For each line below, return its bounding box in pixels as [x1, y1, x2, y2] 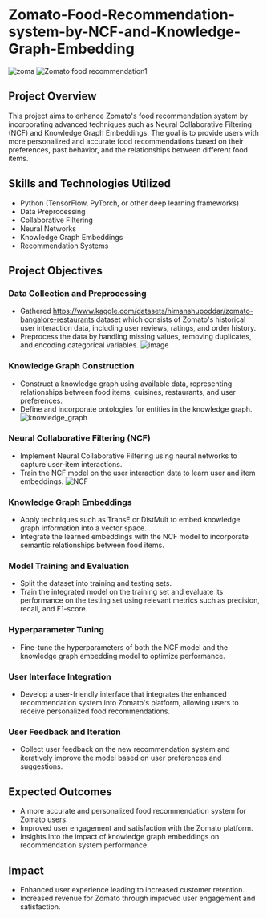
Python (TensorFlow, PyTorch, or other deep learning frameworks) [19, 198, 240, 208]
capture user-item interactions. [19, 459, 123, 469]
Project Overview [8, 90, 97, 104]
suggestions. [19, 762, 63, 771]
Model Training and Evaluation [8, 560, 130, 571]
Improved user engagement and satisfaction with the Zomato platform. [19, 823, 254, 833]
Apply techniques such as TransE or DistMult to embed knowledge [19, 515, 241, 525]
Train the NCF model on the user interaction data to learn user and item [19, 468, 256, 477]
